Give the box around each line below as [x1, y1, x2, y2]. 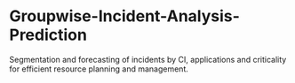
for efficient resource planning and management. [9, 64, 188, 74]
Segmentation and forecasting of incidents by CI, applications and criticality [9, 54, 287, 64]
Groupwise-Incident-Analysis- [9, 6, 240, 26]
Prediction [9, 25, 87, 45]
